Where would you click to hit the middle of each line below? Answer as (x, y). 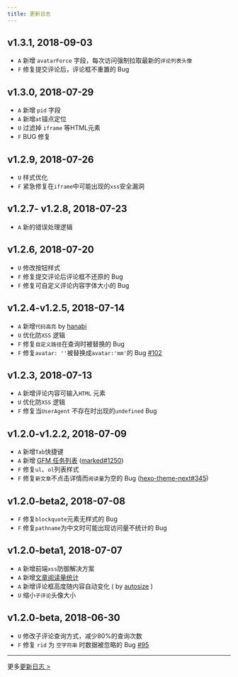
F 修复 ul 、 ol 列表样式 (48, 469)
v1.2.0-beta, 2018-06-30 (64, 618)
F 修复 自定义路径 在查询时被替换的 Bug (71, 344)
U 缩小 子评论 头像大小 (47, 595)
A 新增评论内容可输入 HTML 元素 (62, 393)
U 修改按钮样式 (39, 267)
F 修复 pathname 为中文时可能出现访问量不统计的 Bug (92, 527)
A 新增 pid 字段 (39, 110)
